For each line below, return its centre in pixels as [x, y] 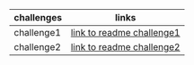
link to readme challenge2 [125, 47]
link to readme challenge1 [125, 32]
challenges [38, 17]
